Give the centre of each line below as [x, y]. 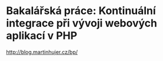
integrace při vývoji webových [82, 23]
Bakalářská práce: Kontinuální [81, 11]
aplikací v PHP [42, 36]
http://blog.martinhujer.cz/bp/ [42, 52]
